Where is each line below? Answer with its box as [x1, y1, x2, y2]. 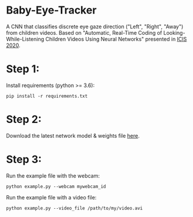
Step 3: [6, 153, 42, 166]
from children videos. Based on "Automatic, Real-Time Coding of [6, 29, 162, 36]
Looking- [163, 29, 186, 36]
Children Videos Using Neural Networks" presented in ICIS [45, 35, 187, 42]
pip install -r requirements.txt [6, 93, 88, 99]
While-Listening [6, 35, 45, 42]
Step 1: [6, 62, 40, 76]
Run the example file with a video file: [6, 193, 97, 201]
